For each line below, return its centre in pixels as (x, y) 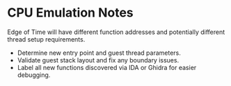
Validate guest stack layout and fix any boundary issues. (98, 60)
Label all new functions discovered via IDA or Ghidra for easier (107, 67)
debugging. (34, 75)
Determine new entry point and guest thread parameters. (99, 53)
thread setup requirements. (46, 39)
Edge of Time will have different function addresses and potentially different (116, 32)
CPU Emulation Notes (70, 13)
